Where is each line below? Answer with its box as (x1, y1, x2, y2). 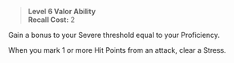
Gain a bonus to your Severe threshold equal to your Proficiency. (8, 31, 220, 39)
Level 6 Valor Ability (27, 7, 96, 16)
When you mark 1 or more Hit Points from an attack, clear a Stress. (8, 46, 227, 54)
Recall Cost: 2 (27, 15, 76, 24)
